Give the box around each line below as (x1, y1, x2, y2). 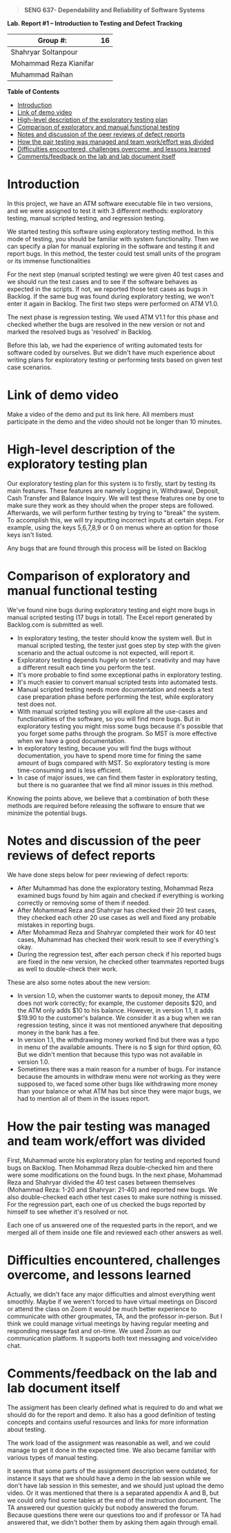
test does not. (17, 699, 57, 708)
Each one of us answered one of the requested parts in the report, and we (7, 1221, 218, 1229)
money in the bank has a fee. (17, 1028, 100, 1036)
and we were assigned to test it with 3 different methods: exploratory (7, 207, 203, 215)
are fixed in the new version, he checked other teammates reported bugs (17, 957, 225, 966)
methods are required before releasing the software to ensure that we (7, 801, 205, 809)
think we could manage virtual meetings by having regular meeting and (7, 1319, 209, 1328)
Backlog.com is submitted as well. (7, 620, 104, 628)
